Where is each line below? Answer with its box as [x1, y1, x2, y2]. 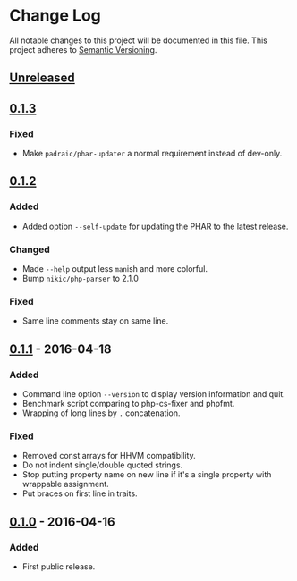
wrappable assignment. [21, 479, 109, 490]
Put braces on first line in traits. [21, 488, 138, 499]
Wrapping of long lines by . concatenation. [21, 408, 181, 418]
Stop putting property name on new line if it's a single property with [21, 469, 272, 480]
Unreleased [9, 71, 76, 86]
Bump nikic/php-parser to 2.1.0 [21, 274, 139, 283]
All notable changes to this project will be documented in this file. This [9, 35, 268, 46]
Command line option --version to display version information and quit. [21, 388, 286, 399]
